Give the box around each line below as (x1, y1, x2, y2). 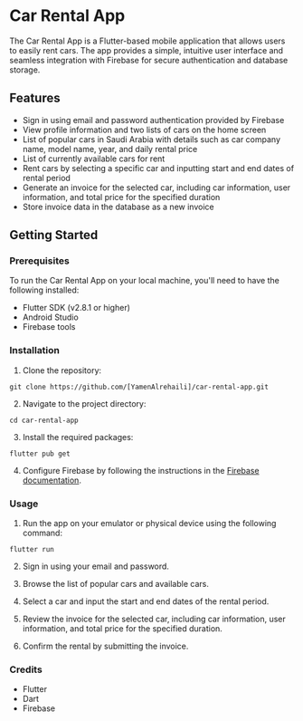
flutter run (9, 545, 54, 554)
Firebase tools (22, 322, 76, 332)
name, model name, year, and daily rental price (22, 143, 198, 154)
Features (9, 91, 61, 106)
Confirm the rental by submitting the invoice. (22, 640, 189, 652)
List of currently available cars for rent (22, 153, 166, 164)
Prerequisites (9, 255, 70, 267)
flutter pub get (9, 449, 71, 458)
